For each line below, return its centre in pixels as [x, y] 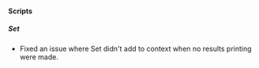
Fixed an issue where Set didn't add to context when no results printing [135, 48]
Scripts [21, 11]
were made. [39, 57]
